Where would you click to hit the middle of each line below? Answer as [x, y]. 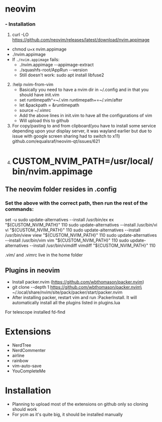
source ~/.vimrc [35, 110]
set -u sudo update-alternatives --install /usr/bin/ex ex [59, 220]
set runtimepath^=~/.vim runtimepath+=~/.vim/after [71, 100]
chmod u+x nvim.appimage [39, 49]
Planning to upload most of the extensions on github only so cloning [80, 404]
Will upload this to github [44, 121]
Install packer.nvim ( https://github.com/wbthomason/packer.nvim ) [78, 282]
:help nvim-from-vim [33, 85]
